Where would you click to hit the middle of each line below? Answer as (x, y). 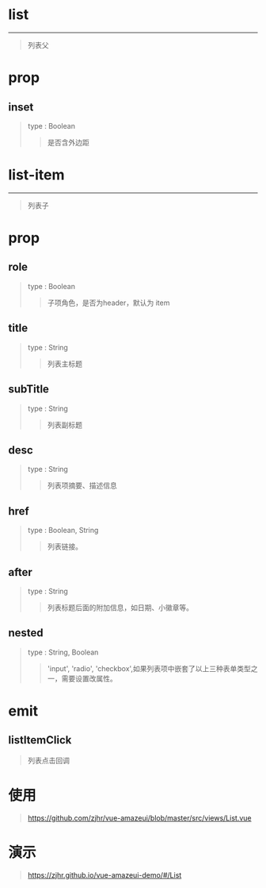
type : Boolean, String (63, 531)
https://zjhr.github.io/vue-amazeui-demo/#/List (104, 874)
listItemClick (40, 740)
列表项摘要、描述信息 (82, 485)
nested (26, 633)
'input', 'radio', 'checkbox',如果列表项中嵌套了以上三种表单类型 (149, 668)
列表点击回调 (48, 760)
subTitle (29, 390)
